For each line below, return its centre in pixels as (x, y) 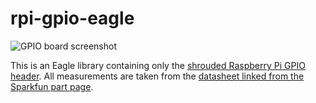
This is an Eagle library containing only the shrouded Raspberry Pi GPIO (158, 65)
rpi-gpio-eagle (72, 18)
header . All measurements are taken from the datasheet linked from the (157, 76)
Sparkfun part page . (52, 86)
